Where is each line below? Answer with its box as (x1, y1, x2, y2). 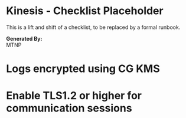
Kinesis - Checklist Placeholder (6, 4, 164, 18)
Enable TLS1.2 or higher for (6, 89, 142, 103)
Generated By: (6, 35, 43, 42)
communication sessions (6, 101, 132, 115)
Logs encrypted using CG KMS (6, 62, 161, 76)
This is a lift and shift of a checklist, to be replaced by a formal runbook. (6, 24, 181, 31)
